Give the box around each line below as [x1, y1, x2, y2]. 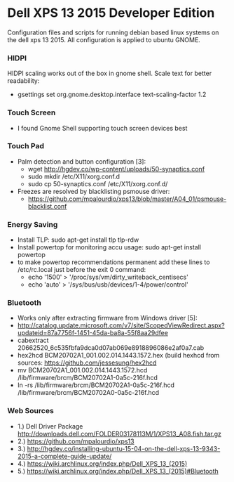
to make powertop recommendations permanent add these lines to [17, 258, 210, 266]
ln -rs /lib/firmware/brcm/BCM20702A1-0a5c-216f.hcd [17, 381, 175, 389]
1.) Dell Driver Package [17, 422, 83, 430]
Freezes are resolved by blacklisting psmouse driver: [17, 187, 170, 195]
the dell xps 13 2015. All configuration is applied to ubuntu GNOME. [7, 35, 201, 44]
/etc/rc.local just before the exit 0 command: [17, 266, 146, 274]
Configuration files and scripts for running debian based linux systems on [7, 28, 219, 37]
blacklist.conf [27, 202, 67, 210]
